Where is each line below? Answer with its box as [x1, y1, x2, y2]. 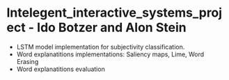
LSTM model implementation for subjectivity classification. [16, 42, 185, 51]
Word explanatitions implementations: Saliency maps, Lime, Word [16, 50, 205, 58]
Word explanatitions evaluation [16, 65, 105, 73]
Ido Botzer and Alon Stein [36, 19, 187, 35]
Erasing [16, 57, 39, 65]
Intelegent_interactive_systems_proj [6, 5, 223, 21]
